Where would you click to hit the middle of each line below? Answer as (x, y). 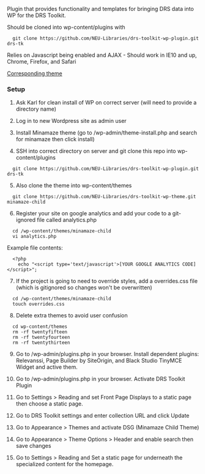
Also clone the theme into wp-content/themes (74, 185)
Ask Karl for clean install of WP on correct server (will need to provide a (106, 103)
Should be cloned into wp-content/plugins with (66, 27)
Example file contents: (35, 248)
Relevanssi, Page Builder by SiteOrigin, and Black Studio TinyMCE (99, 361)
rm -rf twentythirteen (41, 343)
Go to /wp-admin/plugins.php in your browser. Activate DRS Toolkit (100, 379)
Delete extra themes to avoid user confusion (72, 316)
